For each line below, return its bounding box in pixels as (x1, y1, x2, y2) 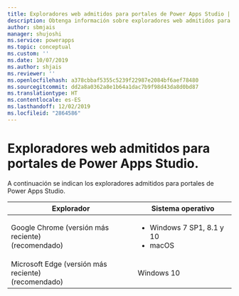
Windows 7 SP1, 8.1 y (149, 222, 224, 232)
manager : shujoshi (7, 30, 62, 38)
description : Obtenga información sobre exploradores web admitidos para (7, 17, 231, 24)
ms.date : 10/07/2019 (7, 57, 69, 64)
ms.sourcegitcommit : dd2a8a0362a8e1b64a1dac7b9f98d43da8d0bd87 (7, 83, 199, 90)
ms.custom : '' (7, 51, 50, 58)
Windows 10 (137, 268, 180, 277)
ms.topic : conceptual (7, 43, 72, 51)
